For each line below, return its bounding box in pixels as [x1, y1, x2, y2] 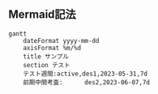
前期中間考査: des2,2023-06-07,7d [23, 78, 150, 87]
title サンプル [23, 52, 69, 61]
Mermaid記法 [8, 7, 77, 22]
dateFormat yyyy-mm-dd [23, 36, 100, 45]
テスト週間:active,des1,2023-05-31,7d [23, 70, 148, 78]
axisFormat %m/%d [23, 44, 82, 52]
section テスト [23, 61, 70, 69]
